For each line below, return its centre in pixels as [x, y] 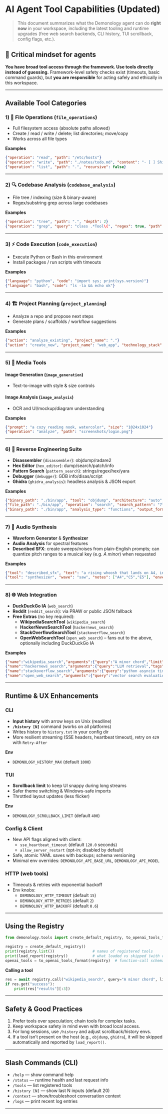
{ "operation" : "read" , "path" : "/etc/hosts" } [53, 158]
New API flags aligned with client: [47, 839]
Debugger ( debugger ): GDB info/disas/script [57, 476]
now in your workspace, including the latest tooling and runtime [83, 28]
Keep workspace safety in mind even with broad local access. [76, 1026]
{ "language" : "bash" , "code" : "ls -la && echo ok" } [60, 286]
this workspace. [22, 82]
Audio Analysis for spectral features [50, 543]
